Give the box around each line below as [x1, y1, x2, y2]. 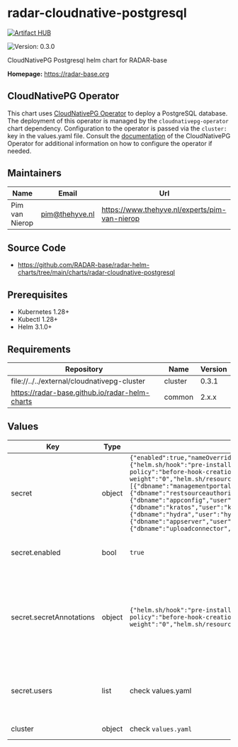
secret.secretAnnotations [11, 612, 96, 622]
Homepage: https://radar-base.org [7, 69, 110, 78]
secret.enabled [11, 547, 62, 557]
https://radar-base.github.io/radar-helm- [11, 388, 150, 398]
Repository [64, 364, 103, 373]
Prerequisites [7, 288, 68, 301]
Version [200, 364, 227, 373]
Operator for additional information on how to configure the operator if [7, 139, 212, 147]
